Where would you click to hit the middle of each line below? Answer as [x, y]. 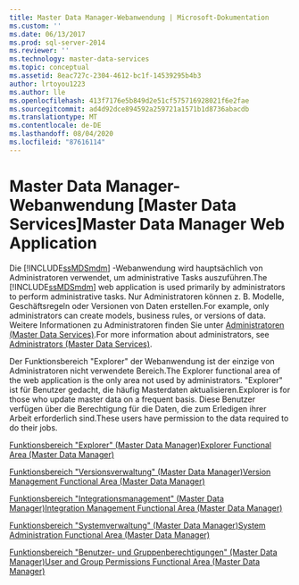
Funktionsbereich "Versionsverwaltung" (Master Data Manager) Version [140, 472]
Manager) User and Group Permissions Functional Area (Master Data [135, 561]
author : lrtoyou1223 [48, 84]
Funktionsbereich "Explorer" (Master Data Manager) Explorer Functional [141, 445]
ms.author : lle [37, 92]
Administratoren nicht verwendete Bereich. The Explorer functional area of [145, 371]
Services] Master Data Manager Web [147, 224]
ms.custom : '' [36, 26]
